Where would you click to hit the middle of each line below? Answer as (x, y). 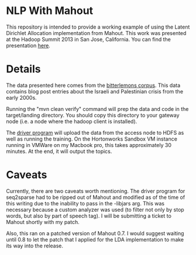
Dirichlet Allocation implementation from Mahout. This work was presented (96, 33)
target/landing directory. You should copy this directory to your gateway (93, 115)
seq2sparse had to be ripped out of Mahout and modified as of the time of (96, 197)
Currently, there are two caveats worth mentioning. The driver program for (96, 191)
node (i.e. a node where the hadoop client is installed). (72, 121)
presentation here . (28, 46)
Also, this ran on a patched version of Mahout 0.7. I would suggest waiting (95, 233)
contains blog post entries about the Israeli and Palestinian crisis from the (94, 91)
